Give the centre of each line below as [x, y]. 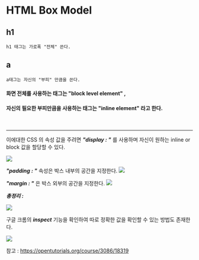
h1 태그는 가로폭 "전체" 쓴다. [38, 47]
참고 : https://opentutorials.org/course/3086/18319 [68, 251]
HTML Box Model [49, 10]
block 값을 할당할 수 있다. [36, 147]
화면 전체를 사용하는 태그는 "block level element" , [66, 94]
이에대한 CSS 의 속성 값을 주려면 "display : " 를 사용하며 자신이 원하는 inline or [98, 139]
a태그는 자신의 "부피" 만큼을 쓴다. [43, 80]
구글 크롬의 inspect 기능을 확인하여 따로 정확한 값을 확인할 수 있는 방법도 [90, 219]
